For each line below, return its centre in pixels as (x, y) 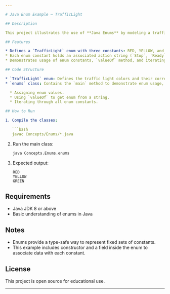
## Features (18, 42)
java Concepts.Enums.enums (41, 153)
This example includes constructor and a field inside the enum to (80, 248)
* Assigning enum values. (37, 93)
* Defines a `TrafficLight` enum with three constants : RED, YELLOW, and (85, 51)
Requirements (28, 196)
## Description (21, 23)
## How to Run (20, 111)
